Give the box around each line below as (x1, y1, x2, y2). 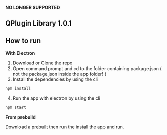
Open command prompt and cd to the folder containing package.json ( (12, 65, 162, 72)
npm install (5, 86, 31, 92)
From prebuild (5, 114, 36, 120)
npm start (5, 105, 27, 110)
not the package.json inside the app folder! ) (12, 71, 107, 77)
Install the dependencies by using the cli (12, 76, 98, 82)
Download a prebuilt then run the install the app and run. (5, 124, 124, 130)
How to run (5, 36, 41, 45)
